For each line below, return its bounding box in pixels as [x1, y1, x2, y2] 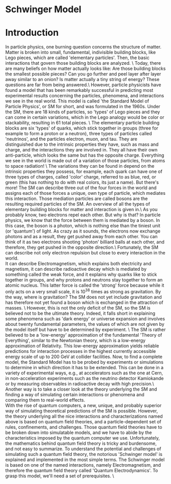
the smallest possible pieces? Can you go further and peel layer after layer [5, 71, 161, 77]
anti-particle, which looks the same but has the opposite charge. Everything [5, 152, 164, 159]
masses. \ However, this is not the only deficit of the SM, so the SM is [5, 304, 151, 311]
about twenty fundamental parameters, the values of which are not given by [5, 321, 164, 327]
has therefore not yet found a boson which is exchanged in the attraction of [5, 299, 164, 305]
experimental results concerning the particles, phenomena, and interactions [5, 93, 164, 99]
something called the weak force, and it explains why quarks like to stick [5, 271, 157, 277]
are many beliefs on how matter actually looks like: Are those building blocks [5, 65, 166, 72]
